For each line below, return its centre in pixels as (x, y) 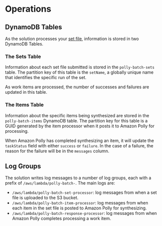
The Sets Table (23, 56)
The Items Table (24, 105)
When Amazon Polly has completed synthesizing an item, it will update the (80, 141)
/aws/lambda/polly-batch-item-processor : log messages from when (80, 203)
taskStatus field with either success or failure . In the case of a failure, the (79, 145)
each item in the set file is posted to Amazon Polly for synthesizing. (79, 208)
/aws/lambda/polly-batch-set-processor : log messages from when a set (84, 193)
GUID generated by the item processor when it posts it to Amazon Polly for (80, 126)
